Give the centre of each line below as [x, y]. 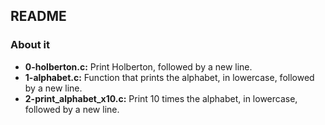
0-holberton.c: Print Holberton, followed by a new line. [138, 66]
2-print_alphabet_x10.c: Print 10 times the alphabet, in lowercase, [161, 98]
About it [30, 45]
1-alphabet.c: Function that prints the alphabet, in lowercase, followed [169, 77]
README [38, 16]
